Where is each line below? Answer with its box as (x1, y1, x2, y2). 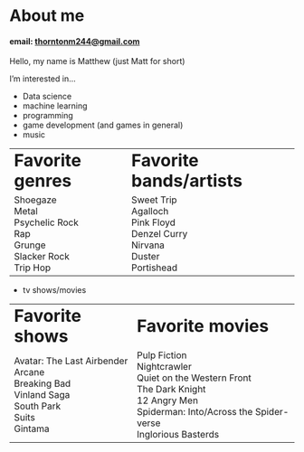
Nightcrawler (137, 361, 192, 373)
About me (9, 5, 85, 26)
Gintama (14, 422, 50, 435)
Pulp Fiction (137, 349, 187, 362)
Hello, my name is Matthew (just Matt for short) (9, 56, 185, 67)
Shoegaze (14, 193, 57, 206)
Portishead (130, 261, 178, 274)
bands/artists (130, 170, 242, 192)
